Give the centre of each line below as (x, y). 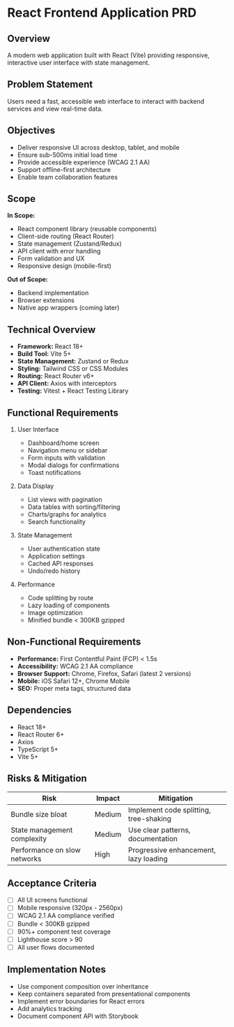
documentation (153, 838)
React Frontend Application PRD (102, 13)
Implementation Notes (57, 970)
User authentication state (64, 549)
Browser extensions (46, 300)
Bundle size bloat (39, 814)
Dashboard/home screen (63, 443)
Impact (108, 798)
